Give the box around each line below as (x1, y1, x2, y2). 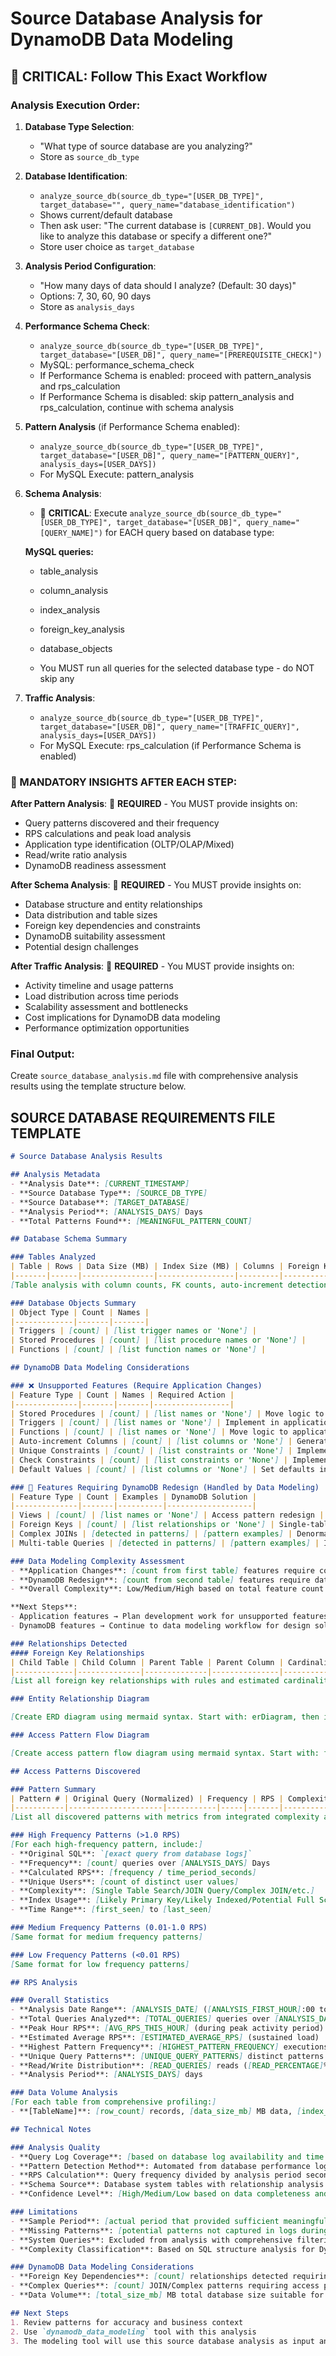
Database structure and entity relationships (24, 898, 203, 911)
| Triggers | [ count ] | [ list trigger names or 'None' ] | (10, 1326, 257, 1336)
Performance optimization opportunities (24, 1022, 190, 1034)
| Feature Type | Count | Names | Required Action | (10, 1390, 235, 1400)
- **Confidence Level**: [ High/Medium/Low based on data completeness (10, 2189, 311, 2199)
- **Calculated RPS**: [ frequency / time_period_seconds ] (10, 1867, 257, 1877)
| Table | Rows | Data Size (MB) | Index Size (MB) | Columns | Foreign (10, 1262, 320, 1272)
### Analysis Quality (10, 2142, 101, 2152)
